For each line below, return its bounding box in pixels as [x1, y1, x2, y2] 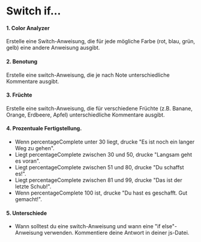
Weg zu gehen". [14, 145, 55, 151]
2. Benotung [6, 58, 38, 65]
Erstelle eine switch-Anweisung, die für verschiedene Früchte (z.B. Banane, [6, 104, 193, 112]
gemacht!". [14, 196, 42, 202]
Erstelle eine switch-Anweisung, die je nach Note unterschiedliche [6, 71, 170, 79]
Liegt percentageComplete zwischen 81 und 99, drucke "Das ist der [14, 177, 183, 184]
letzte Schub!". [14, 183, 52, 190]
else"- [161, 223, 177, 230]
